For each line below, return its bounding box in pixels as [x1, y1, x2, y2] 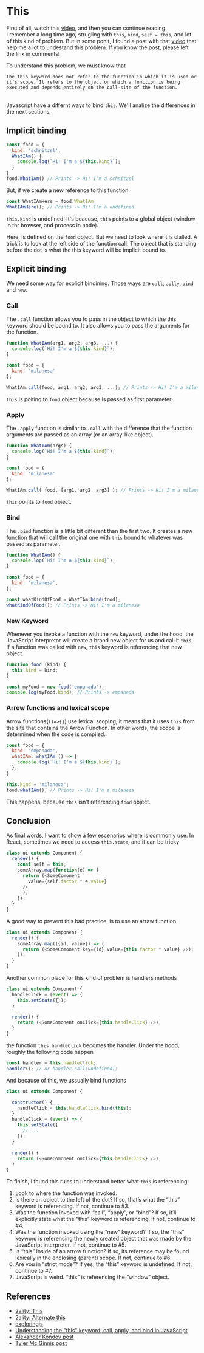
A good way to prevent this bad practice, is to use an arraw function [6, 917, 177, 924]
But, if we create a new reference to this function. [6, 187, 131, 194]
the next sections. [6, 108, 52, 115]
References [6, 1291, 51, 1301]
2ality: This [15, 1307, 43, 1315]
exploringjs [15, 1320, 44, 1327]
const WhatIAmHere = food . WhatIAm [6, 198, 94, 204]
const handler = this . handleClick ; [6, 1060, 97, 1066]
